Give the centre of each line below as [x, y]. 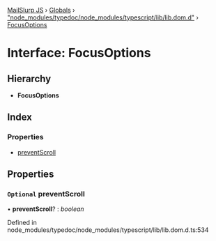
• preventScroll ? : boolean [46, 209]
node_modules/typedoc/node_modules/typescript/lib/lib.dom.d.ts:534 [108, 230]
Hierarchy [29, 78]
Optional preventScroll [46, 194]
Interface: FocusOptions [79, 53]
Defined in [22, 223]
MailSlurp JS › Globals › [41, 10]
